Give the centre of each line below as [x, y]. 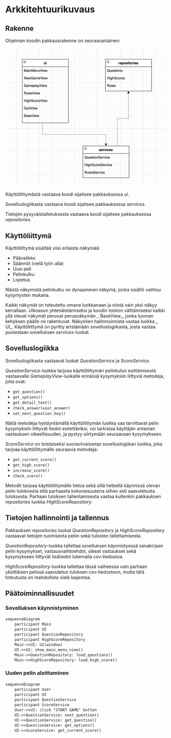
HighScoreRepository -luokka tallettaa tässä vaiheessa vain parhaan [76, 566]
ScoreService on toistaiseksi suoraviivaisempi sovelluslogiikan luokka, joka [84, 444]
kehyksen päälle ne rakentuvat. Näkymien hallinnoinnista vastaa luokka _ [82, 321]
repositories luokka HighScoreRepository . [49, 502]
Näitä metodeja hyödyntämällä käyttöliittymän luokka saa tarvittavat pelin [82, 423]
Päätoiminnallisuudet [40, 593]
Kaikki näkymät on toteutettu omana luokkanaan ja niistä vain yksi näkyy [81, 305]
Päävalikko [24, 258]
